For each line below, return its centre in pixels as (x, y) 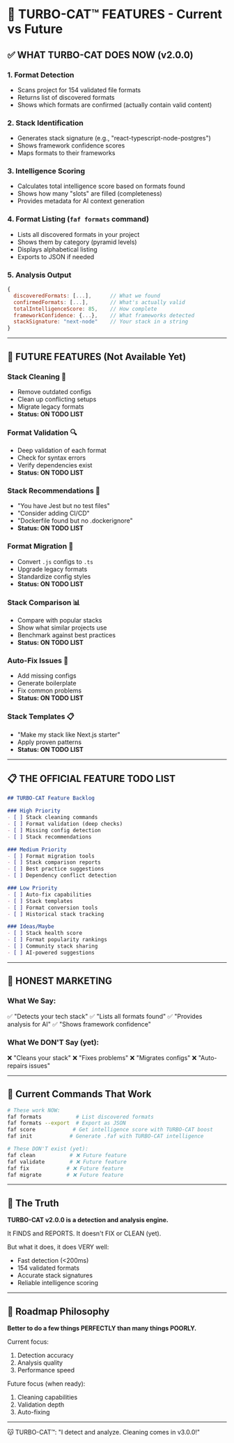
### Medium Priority (37, 849)
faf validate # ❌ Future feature (67, 1162)
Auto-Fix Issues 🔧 (38, 660)
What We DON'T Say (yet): (53, 1043)
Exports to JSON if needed (56, 256)
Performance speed (46, 1370)
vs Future (35, 29)
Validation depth (41, 1405)
